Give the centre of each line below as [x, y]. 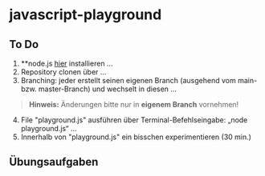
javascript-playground [86, 15]
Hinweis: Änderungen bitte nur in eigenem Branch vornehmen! [134, 104]
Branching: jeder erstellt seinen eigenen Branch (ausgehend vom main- [139, 80]
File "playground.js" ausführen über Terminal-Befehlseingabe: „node [134, 120]
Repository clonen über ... [63, 72]
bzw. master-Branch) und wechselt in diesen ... [99, 89]
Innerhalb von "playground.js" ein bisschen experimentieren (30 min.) [136, 137]
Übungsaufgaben [54, 162]
